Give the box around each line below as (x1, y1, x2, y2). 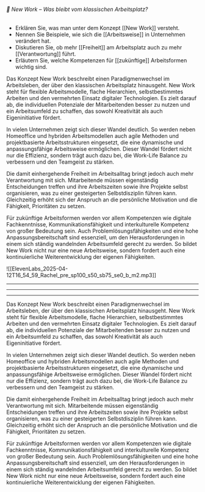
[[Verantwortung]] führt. (15, 50, 76, 58)
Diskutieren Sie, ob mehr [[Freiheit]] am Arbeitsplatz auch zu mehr (15, 44, 182, 51)
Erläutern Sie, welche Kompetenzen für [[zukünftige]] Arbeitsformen (15, 57, 187, 64)
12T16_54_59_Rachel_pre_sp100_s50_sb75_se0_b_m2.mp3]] (6, 272, 157, 279)
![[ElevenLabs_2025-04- (6, 265, 68, 272)
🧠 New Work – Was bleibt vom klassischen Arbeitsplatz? (6, 5, 148, 13)
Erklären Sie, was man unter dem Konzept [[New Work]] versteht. (15, 24, 180, 32)
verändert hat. (15, 37, 51, 45)
